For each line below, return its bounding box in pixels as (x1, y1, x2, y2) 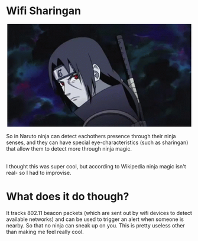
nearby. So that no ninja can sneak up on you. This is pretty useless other (6, 222, 185, 229)
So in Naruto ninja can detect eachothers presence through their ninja (6, 132, 176, 139)
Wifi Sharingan (6, 4, 82, 18)
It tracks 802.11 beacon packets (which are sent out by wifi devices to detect (6, 209, 192, 216)
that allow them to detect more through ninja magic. (6, 145, 132, 152)
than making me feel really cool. (6, 228, 84, 235)
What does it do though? (6, 190, 129, 203)
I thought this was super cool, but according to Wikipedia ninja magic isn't (6, 162, 186, 170)
